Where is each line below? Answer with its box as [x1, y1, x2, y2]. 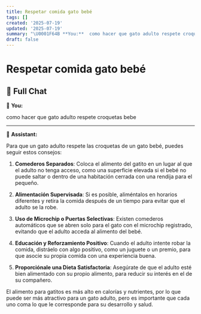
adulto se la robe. [14, 204, 58, 211]
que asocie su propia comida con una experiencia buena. [14, 252, 157, 259]
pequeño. [14, 179, 39, 186]
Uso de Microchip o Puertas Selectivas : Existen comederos [14, 215, 163, 222]
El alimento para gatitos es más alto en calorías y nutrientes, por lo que [6, 288, 181, 295]
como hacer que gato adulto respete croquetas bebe [6, 114, 136, 120]
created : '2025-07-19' [6, 20, 63, 26]
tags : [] [6, 14, 28, 20]
